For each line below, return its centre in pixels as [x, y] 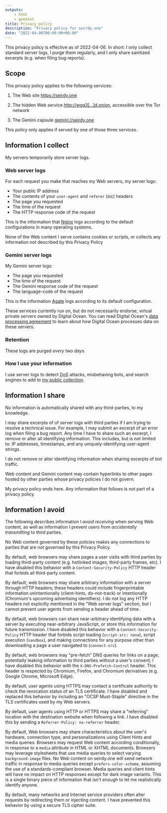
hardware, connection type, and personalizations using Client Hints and [78, 737]
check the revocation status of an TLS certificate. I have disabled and [76, 691]
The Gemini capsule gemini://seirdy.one [53, 120]
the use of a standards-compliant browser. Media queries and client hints [80, 769]
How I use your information [39, 364]
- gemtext [24, 19]
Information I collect [37, 145]
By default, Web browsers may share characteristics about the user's [76, 732]
